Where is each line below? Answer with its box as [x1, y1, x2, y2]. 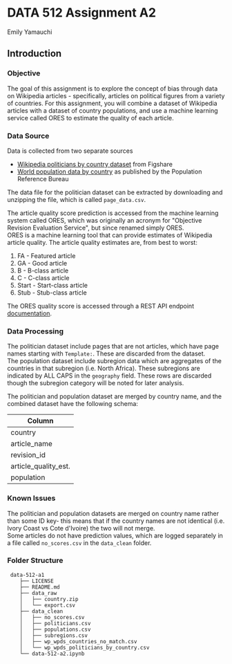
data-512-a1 [10, 571, 45, 578]
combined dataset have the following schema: [7, 400, 138, 408]
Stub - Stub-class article [17, 288, 88, 297]
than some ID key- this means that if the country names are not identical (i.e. [7, 517, 225, 525]
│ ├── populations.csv [19, 626, 91, 633]
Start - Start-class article [17, 281, 88, 289]
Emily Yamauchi [7, 28, 52, 36]
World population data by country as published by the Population [17, 167, 202, 176]
